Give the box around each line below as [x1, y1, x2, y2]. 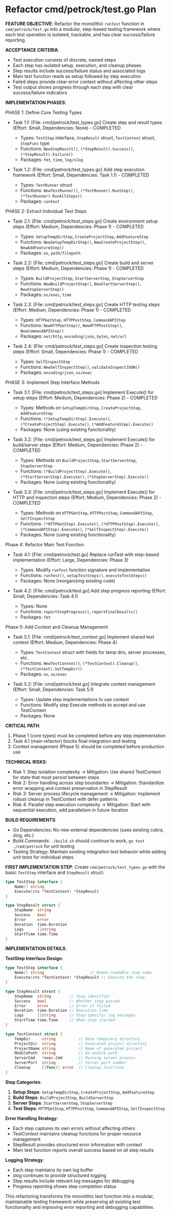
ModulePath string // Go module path [14, 1050, 117, 1056]
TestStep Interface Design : [5, 955, 64, 962]
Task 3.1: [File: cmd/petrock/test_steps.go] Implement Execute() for [12, 389, 154, 395]
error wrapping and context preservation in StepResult [12, 785, 128, 791]
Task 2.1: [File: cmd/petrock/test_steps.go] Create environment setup [12, 218, 158, 224]
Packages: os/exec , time [20, 291, 71, 297]
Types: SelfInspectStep [20, 358, 70, 365]
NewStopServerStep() [20, 287, 64, 292]
